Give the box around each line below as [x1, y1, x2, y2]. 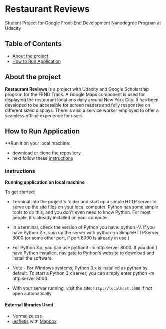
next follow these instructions [12, 155, 73, 161]
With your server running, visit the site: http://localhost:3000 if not [12, 285, 152, 291]
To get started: [5, 189, 36, 195]
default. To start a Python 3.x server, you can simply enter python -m [12, 270, 155, 276]
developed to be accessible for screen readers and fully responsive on [5, 102, 151, 108]
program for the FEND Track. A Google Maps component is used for [5, 91, 145, 97]
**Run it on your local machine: [5, 140, 71, 146]
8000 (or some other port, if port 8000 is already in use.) [12, 235, 130, 241]
